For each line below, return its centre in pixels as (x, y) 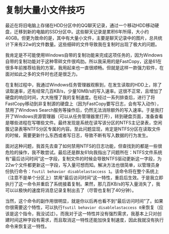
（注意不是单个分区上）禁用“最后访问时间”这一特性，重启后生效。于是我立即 (84, 177)
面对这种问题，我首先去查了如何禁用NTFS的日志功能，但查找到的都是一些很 (84, 146)
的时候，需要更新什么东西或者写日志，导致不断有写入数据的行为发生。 (78, 135)
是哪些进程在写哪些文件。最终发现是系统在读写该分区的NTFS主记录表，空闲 (84, 122)
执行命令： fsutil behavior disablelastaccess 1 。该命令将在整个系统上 (84, 171)
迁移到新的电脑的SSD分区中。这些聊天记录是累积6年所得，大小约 (81, 31)
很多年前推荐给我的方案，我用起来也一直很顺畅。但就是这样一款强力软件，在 (84, 67)
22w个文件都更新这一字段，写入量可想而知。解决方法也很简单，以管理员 (80, 165)
